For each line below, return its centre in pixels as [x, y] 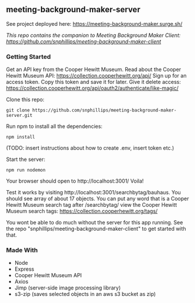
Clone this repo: [25, 100]
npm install [20, 137]
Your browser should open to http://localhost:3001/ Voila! [75, 181]
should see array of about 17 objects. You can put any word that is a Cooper [97, 198]
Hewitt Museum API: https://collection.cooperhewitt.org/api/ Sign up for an [96, 76]
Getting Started [28, 56]
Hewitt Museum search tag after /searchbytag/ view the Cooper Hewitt [92, 205]
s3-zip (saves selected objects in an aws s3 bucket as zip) [85, 294]
